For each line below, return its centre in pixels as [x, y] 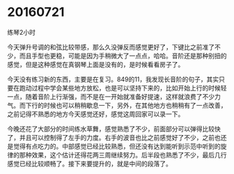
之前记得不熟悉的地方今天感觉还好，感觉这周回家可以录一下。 [96, 114]
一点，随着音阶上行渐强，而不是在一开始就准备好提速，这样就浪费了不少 [111, 96]
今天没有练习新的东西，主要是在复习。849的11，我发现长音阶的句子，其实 [113, 79]
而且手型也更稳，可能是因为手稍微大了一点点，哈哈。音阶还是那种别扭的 [123, 56]
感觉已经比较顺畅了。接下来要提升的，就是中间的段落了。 [89, 164]
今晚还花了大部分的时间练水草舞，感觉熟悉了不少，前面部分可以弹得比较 [111, 129]
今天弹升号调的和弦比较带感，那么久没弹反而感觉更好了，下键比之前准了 [111, 47]
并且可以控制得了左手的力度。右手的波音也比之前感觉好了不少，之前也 [120, 137]
